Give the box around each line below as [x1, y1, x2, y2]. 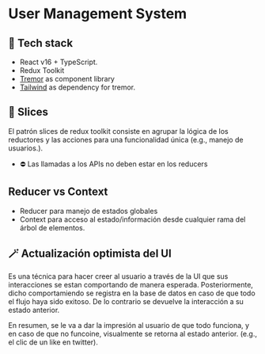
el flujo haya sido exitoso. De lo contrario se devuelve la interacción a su [8, 297, 244, 306]
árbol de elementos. [19, 223, 85, 232]
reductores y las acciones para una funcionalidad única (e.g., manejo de [8, 135, 244, 144]
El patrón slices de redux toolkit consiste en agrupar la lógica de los [8, 126, 229, 135]
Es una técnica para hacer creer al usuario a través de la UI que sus [8, 272, 229, 281]
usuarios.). [8, 143, 44, 153]
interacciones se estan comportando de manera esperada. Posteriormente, [8, 280, 253, 290]
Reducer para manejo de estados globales [19, 206, 158, 215]
